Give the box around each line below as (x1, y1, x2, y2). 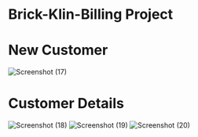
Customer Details (8, 95, 124, 113)
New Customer (8, 41, 108, 59)
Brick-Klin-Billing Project (8, 5, 174, 23)
